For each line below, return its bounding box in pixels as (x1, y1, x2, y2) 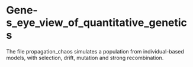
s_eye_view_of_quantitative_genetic (6, 16, 188, 29)
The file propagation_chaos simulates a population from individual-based (6, 48, 185, 55)
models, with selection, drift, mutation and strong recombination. (6, 54, 164, 61)
